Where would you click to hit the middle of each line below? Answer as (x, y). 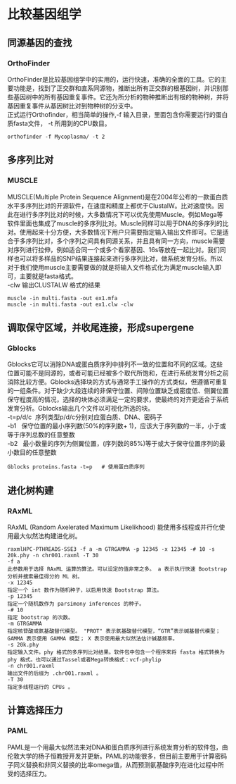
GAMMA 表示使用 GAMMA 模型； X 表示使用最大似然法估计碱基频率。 (93, 638)
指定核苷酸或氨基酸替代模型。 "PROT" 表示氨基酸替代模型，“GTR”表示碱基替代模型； (114, 631)
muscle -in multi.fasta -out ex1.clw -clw (70, 304)
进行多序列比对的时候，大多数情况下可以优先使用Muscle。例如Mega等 (121, 214)
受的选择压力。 (29, 773)
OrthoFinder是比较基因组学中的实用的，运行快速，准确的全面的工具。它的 (114, 79)
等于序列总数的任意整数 (41, 435)
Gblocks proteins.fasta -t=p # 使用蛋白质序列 (76, 467)
